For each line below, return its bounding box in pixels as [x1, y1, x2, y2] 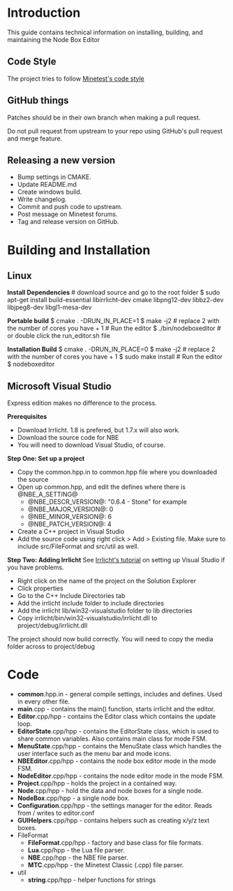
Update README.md [17, 180, 77, 189]
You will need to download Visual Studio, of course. [17, 441, 166, 449]
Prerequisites [7, 413, 47, 421]
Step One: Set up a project [7, 455, 85, 463]
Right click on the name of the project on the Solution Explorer [17, 577, 197, 585]
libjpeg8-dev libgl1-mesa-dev [7, 303, 92, 312]
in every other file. [17, 697, 70, 706]
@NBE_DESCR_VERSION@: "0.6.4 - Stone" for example [27, 498, 187, 506]
